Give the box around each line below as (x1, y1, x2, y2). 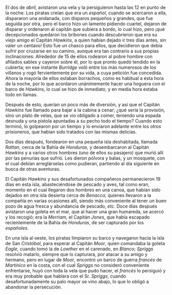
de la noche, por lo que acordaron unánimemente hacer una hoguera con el (5, 81, 165, 87)
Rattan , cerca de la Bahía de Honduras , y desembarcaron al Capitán (5, 144, 150, 150)
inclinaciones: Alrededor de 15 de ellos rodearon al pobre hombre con (5, 53, 153, 60)
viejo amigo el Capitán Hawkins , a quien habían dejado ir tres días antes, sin (5, 37, 166, 43)
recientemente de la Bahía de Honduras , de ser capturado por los (5, 220, 144, 225)
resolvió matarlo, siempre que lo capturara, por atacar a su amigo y (5, 251, 148, 257)
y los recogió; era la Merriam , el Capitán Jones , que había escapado (5, 214, 150, 220)
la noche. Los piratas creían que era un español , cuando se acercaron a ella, (5, 10, 167, 16)
